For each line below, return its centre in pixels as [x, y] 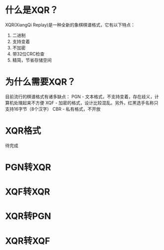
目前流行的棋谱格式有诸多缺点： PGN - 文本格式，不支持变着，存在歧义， [80, 97]
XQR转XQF [28, 241]
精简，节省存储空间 [32, 60]
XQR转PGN [28, 216]
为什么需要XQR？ [40, 82]
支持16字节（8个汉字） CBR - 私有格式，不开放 [53, 109]
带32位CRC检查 [28, 54]
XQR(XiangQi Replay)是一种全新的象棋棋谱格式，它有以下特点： [70, 25]
